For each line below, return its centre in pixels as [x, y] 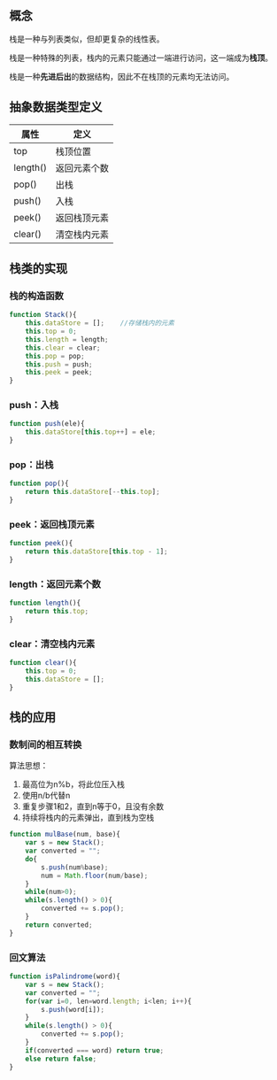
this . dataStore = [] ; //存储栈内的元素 [100, 323]
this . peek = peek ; [59, 373]
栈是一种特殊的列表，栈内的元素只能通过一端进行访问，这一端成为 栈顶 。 [141, 58]
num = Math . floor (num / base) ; [95, 876]
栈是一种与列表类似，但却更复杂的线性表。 [87, 39]
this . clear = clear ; [63, 348]
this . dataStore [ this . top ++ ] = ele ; [91, 432]
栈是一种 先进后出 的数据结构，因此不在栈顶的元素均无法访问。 [122, 76]
